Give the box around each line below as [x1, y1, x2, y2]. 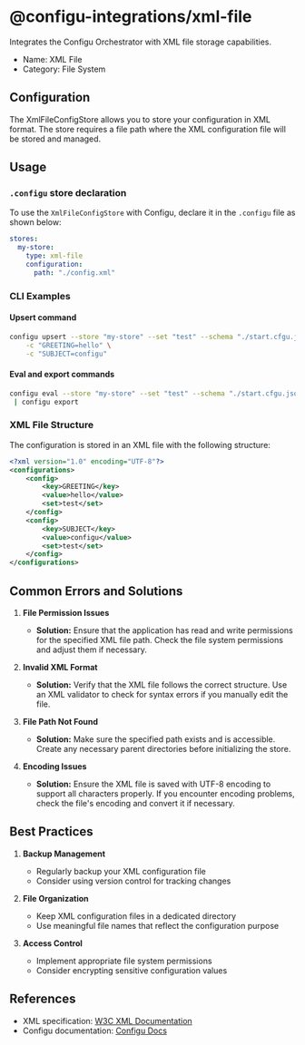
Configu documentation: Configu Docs [22, 1025, 168, 1036]
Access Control [22, 937, 84, 949]
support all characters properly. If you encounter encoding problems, [35, 788, 295, 799]
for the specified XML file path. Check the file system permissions [35, 635, 284, 645]
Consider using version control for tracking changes [35, 875, 231, 886]
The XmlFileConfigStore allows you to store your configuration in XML [9, 113, 271, 124]
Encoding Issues [22, 761, 87, 772]
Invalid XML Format [22, 662, 98, 672]
